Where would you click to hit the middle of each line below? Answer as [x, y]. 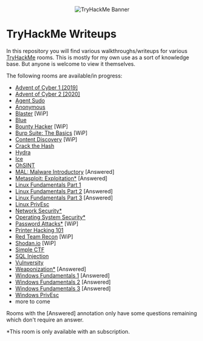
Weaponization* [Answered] [50, 269]
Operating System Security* [50, 217]
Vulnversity [29, 262]
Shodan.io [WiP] [36, 243]
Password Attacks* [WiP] [47, 223]
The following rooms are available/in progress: [64, 76]
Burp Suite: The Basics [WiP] [51, 133]
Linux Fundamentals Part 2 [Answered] [64, 191]
